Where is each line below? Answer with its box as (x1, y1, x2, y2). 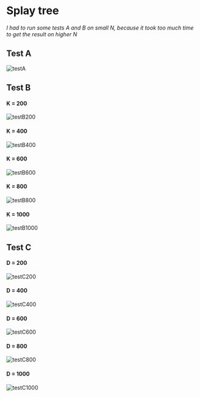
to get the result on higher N (6, 30, 78, 37)
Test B (6, 82, 31, 93)
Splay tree (6, 4, 59, 18)
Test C (6, 242, 32, 253)
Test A (6, 49, 32, 59)
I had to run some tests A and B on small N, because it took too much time (6, 24, 194, 31)
